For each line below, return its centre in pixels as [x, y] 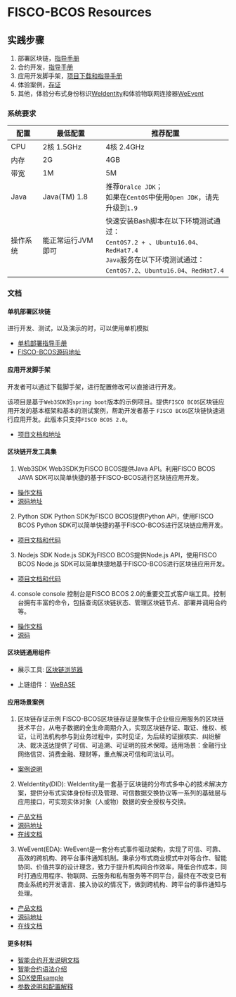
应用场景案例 [26, 702]
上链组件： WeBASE [46, 685]
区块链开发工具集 [32, 452]
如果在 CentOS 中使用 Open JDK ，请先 [162, 197]
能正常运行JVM [68, 240]
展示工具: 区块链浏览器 [50, 669]
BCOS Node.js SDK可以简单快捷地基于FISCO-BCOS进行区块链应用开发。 [123, 564]
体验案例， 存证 [39, 85]
